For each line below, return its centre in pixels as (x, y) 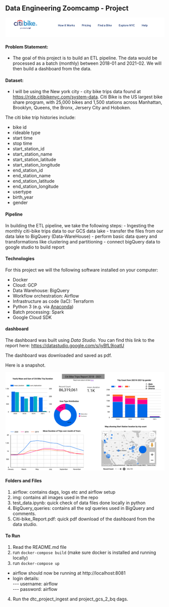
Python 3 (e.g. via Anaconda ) (43, 306)
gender (20, 203)
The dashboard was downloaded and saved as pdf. (59, 355)
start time (23, 138)
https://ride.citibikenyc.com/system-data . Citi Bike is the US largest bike (88, 97)
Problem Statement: (27, 47)
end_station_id (28, 170)
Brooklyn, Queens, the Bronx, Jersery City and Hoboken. (72, 108)
